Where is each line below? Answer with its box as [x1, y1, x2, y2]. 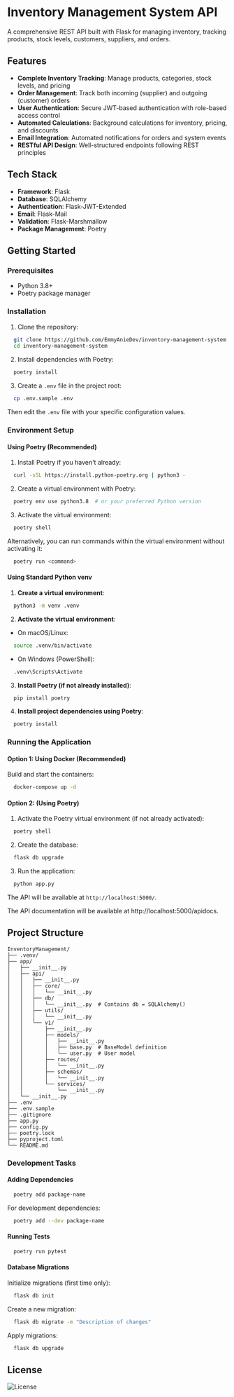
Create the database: [17, 840, 78, 849]
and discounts [17, 125, 59, 134]
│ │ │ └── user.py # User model [7, 1049, 136, 1057]
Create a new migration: [7, 1304, 77, 1313]
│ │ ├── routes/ [7, 1056, 80, 1063]
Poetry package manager [17, 289, 91, 298]
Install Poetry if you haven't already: [17, 458, 122, 467]
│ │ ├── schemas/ [7, 1068, 82, 1075]
